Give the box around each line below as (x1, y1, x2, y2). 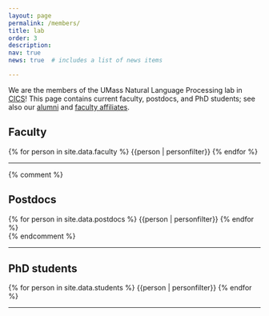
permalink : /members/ (8, 19, 81, 27)
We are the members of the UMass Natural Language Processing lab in (8, 85, 243, 94)
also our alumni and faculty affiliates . (8, 102, 130, 112)
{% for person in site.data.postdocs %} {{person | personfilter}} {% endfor (8, 214, 255, 224)
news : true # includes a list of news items (8, 57, 163, 65)
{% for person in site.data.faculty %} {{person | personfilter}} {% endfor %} (8, 146, 259, 156)
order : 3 (8, 34, 38, 42)
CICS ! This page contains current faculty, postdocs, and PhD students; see (8, 94, 256, 103)
